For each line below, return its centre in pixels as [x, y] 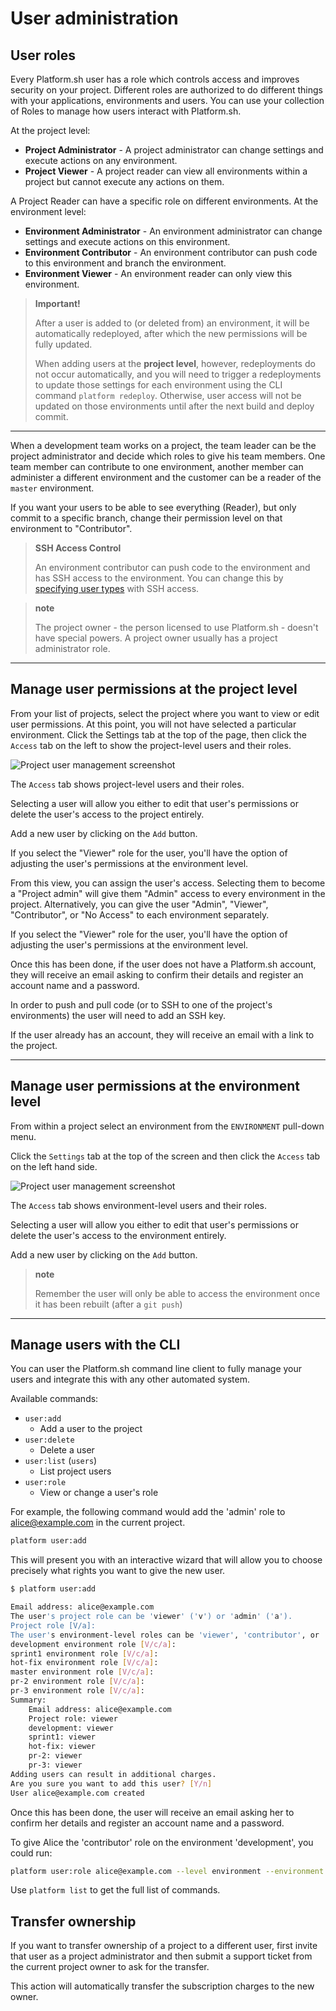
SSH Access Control [78, 548]
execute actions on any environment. [101, 160]
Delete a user [67, 1450]
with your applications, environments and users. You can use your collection [167, 100]
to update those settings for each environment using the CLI [158, 385]
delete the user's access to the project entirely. [107, 814]
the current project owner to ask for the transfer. [110, 1967]
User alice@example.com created [77, 1793]
